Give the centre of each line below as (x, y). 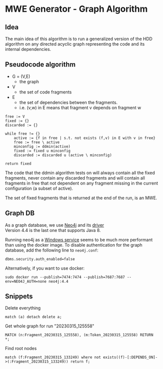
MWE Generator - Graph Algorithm (76, 9)
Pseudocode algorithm (40, 65)
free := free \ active (37, 142)
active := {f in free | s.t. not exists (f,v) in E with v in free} (85, 138)
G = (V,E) (21, 76)
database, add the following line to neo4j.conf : (52, 250)
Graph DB (20, 213)
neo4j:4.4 (58, 281)
